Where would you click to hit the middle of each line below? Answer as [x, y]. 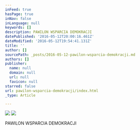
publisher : [16, 64]
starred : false [20, 86]
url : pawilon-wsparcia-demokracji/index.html [52, 91]
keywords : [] [18, 28]
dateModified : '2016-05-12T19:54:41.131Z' [48, 41]
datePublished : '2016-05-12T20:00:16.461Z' [50, 37]
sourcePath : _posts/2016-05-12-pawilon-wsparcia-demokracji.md [70, 55]
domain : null [23, 73]
